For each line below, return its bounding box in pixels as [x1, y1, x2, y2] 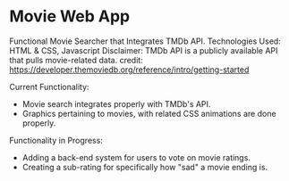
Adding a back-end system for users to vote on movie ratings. [21, 152, 251, 162]
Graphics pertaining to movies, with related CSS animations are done [21, 108, 276, 119]
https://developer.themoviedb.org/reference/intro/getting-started [9, 64, 250, 75]
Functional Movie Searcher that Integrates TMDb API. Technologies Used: [9, 36, 282, 46]
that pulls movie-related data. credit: [9, 54, 143, 65]
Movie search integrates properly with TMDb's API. [21, 98, 211, 109]
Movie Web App [9, 6, 131, 27]
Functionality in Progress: [9, 135, 103, 145]
